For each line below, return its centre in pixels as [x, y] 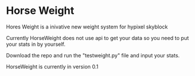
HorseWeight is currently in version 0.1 [52, 66]
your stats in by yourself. [36, 44]
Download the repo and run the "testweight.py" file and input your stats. [93, 55]
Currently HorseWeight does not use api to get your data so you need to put [97, 38]
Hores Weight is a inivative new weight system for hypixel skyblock [87, 27]
